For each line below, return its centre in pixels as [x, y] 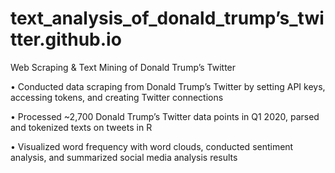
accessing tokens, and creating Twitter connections [117, 97]
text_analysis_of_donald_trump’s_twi [167, 18]
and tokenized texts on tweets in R [81, 127]
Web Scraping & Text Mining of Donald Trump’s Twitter [123, 67]
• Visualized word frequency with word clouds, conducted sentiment [152, 146]
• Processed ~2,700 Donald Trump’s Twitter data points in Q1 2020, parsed [165, 116]
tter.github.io [66, 39]
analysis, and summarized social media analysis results [124, 157]
